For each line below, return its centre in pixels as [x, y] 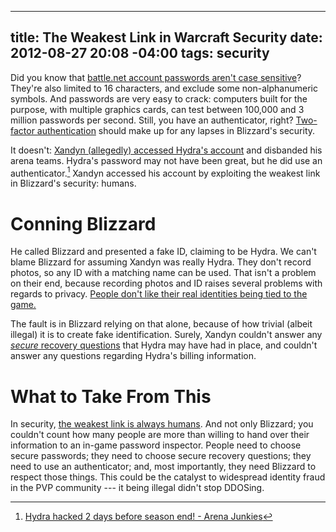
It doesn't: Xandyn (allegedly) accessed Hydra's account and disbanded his [166, 150]
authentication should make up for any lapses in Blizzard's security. [176, 130]
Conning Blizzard [83, 223]
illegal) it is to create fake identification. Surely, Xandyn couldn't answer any [166, 335]
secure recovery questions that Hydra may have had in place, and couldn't [164, 345]
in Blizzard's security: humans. [73, 183]
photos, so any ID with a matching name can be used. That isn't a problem [163, 273]
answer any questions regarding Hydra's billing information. [133, 356]
